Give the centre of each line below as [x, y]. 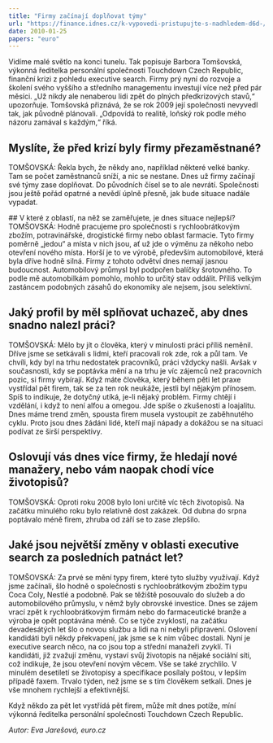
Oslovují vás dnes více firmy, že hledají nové [123, 457]
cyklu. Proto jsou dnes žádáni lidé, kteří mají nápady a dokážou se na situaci [136, 422]
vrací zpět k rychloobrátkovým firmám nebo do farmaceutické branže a [128, 612]
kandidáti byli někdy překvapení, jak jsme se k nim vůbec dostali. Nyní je [129, 638]
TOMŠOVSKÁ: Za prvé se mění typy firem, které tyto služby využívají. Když [134, 577]
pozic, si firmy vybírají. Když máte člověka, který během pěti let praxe [125, 379]
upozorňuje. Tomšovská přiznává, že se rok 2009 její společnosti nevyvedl [133, 105]
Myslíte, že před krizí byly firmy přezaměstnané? [135, 148]
